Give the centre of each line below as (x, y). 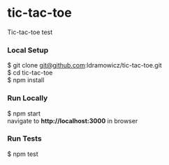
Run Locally (28, 98)
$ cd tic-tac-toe (30, 73)
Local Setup (28, 50)
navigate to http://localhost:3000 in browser (73, 120)
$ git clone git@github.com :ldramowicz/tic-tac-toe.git (84, 65)
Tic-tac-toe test (30, 32)
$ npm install (26, 80)
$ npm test (23, 154)
